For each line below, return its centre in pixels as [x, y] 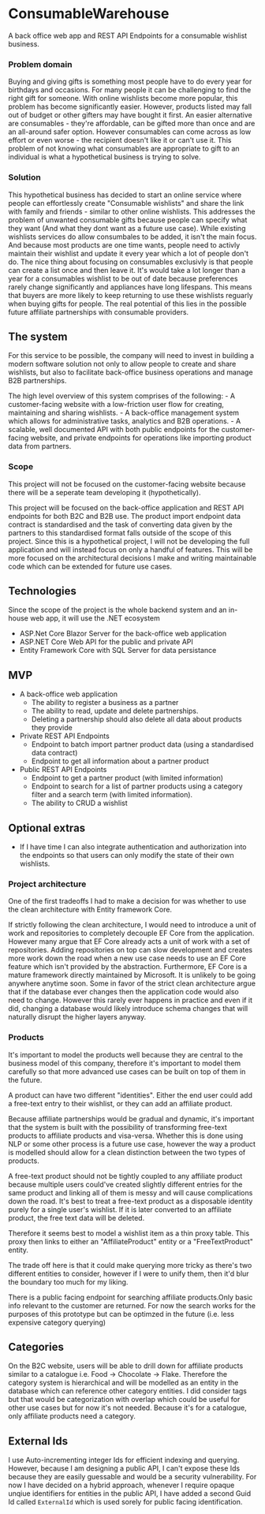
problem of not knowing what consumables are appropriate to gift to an [124, 149]
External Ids [38, 1441]
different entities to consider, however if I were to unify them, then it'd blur [129, 1273]
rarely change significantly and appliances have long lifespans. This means [130, 287]
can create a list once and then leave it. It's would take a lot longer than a [127, 270]
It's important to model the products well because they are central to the [125, 1054]
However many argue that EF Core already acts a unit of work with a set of [129, 942]
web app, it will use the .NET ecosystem [95, 618]
